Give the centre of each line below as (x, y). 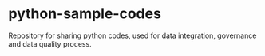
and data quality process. (50, 43)
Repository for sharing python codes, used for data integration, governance (132, 35)
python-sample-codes (85, 14)
